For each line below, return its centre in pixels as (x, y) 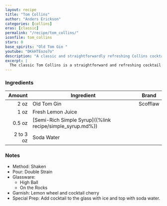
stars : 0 (14, 42)
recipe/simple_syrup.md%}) (65, 126)
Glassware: (24, 177)
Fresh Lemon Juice (55, 112)
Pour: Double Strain (32, 172)
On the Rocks (34, 188)
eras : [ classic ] (22, 28)
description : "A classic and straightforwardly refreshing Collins (77, 56)
